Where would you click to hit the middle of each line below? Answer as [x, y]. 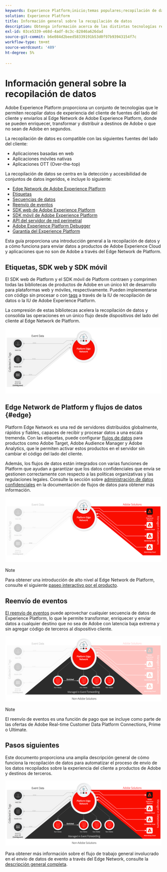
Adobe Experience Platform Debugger [51, 226]
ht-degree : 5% [20, 52]
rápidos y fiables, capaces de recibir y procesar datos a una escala [74, 433]
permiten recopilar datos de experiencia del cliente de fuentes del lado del [81, 113]
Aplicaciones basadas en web [43, 154]
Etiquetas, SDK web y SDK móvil [56, 267]
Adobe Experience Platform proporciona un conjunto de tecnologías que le [82, 108]
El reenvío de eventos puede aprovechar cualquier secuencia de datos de [81, 613]
